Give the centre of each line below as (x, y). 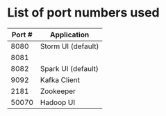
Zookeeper (58, 91)
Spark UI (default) (69, 68)
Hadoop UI (58, 102)
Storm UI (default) (69, 46)
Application (69, 35)
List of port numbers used (83, 13)
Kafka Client (60, 79)
